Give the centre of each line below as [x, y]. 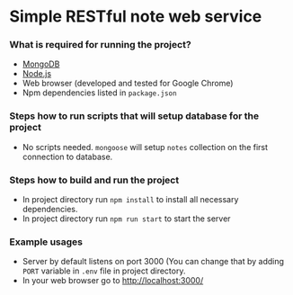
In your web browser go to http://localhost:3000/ [113, 281]
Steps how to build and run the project [94, 180]
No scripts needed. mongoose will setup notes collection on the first [145, 147]
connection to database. [67, 156]
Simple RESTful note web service [136, 17]
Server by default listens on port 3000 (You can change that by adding [153, 262]
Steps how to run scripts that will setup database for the [134, 116]
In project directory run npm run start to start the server [126, 219]
